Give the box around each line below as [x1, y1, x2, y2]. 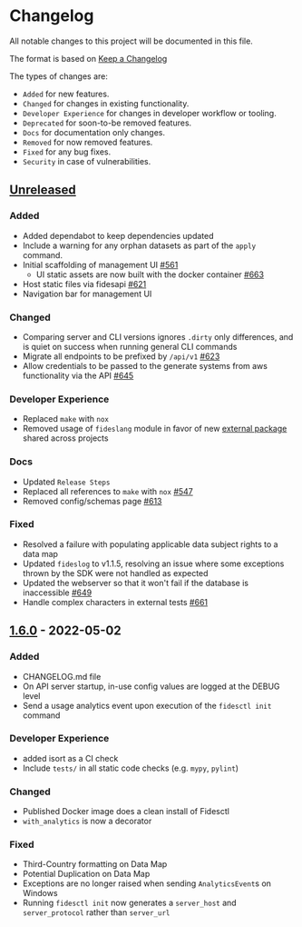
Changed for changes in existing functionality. [22, 97, 190, 109]
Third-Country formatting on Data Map [22, 859, 168, 870]
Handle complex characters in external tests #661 [22, 596, 209, 607]
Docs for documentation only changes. [22, 126, 166, 137]
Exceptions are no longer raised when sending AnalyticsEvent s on [22, 878, 272, 889]
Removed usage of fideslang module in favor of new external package [22, 424, 287, 434]
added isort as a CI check [22, 753, 119, 763]
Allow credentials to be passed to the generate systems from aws [22, 360, 268, 371]
